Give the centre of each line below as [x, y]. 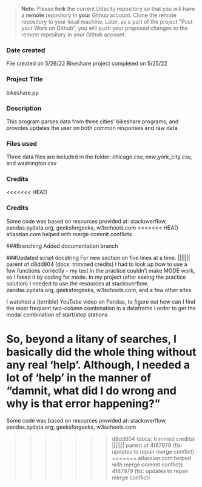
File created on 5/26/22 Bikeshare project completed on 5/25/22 [87, 64]
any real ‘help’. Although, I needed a [98, 365]
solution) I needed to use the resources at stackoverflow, [77, 283]
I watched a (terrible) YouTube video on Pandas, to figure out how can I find [101, 301]
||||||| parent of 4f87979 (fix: [147, 445]
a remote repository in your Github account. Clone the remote [99, 15]
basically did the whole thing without [101, 352]
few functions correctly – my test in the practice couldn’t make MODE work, [101, 270]
